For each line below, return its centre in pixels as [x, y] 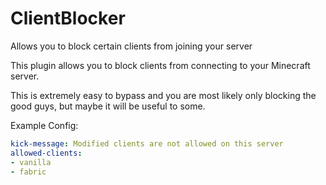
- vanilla [31, 162]
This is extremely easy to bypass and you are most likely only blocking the [163, 95]
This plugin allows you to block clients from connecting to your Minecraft [160, 65]
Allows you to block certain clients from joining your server [131, 46]
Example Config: [44, 125]
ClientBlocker [68, 18]
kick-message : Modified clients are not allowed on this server [147, 143]
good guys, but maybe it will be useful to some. [108, 106]
